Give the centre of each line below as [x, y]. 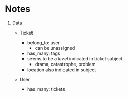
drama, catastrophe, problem [65, 64]
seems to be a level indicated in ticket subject [75, 58]
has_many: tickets [46, 89]
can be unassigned [55, 48]
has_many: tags [44, 53]
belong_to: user [44, 42]
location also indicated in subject [62, 70]
